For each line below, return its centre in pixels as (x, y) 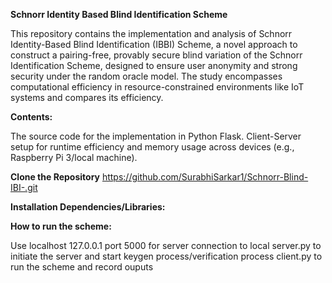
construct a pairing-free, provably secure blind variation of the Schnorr (156, 55)
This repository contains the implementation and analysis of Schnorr (151, 33)
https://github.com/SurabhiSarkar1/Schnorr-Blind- (205, 177)
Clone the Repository (55, 177)
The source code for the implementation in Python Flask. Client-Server (156, 136)
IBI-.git (24, 187)
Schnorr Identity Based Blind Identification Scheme (119, 14)
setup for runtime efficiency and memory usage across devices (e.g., (152, 147)
